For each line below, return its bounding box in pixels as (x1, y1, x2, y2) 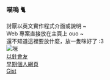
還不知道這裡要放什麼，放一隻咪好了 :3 (6, 38, 104, 45)
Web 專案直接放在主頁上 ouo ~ (6, 30, 84, 37)
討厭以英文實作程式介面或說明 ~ (6, 23, 87, 30)
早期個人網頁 (6, 60, 38, 68)
